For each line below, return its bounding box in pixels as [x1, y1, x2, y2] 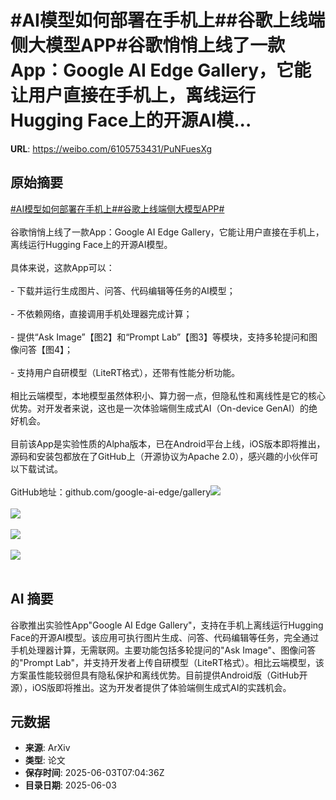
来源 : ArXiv [24, 742, 71, 754]
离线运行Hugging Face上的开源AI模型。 [10, 238, 173, 250]
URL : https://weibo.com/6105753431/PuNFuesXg [10, 142, 213, 155]
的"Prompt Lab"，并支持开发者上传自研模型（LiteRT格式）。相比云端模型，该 [10, 656, 325, 668]
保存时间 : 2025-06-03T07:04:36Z [24, 767, 165, 779]
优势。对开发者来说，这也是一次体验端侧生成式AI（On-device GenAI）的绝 [10, 402, 318, 414]
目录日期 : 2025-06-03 [24, 779, 117, 791]
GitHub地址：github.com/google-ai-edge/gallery [10, 486, 212, 498]
